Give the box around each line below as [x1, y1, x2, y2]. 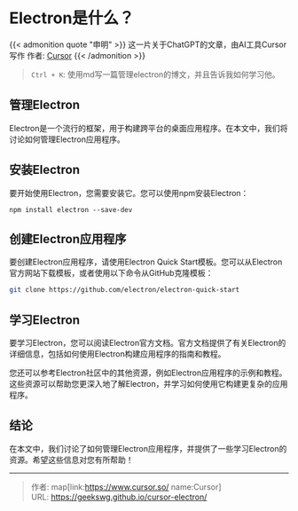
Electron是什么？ [9, 8, 135, 28]
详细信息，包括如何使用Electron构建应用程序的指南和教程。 [9, 349, 226, 359]
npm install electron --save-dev [9, 205, 133, 214]
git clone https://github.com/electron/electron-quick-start [9, 286, 240, 295]
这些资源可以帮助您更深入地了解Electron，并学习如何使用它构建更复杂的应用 [9, 379, 288, 389]
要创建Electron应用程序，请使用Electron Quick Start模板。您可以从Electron [9, 256, 283, 267]
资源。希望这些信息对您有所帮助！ [9, 454, 134, 465]
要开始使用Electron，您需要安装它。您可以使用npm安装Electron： [9, 187, 249, 198]
